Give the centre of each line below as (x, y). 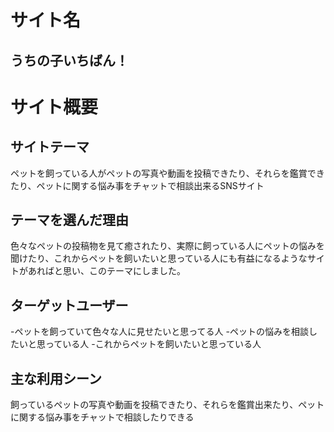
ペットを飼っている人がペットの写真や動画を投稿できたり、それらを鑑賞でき (167, 173)
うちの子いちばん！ (69, 60)
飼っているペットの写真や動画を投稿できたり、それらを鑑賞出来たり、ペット (167, 405)
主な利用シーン (56, 378)
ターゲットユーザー (69, 305)
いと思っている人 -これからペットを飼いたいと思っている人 (140, 344)
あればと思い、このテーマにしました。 (106, 271)
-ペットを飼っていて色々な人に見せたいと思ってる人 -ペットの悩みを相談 (159, 332)
